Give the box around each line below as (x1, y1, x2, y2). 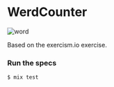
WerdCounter (7, 4, 88, 20)
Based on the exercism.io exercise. (7, 40, 108, 49)
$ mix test (7, 74, 39, 81)
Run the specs (7, 58, 57, 68)
